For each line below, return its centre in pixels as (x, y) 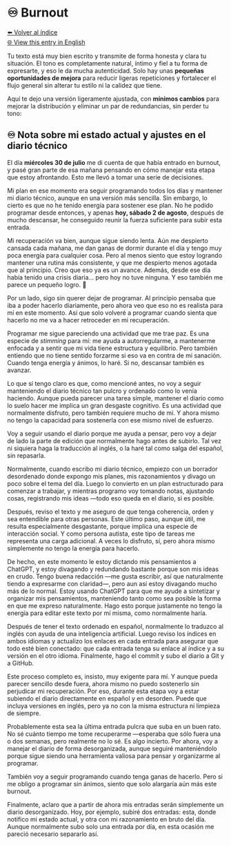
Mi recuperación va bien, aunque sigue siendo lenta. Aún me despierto (108, 240)
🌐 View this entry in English (46, 42)
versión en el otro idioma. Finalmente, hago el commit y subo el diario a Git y (116, 655)
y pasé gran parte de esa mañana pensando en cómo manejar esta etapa (111, 170)
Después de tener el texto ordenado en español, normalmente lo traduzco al (115, 626)
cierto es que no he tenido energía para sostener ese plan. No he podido (110, 205)
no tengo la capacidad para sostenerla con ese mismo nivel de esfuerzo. (110, 420)
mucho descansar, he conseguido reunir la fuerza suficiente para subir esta (115, 220)
